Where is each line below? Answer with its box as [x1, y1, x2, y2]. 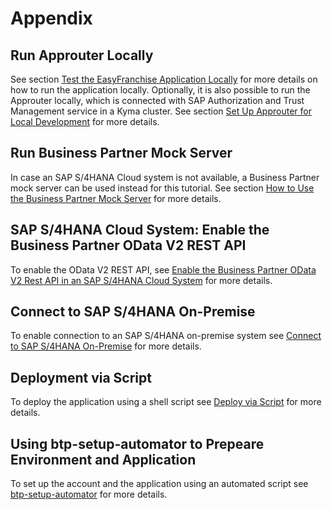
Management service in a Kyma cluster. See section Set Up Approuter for [10, 105, 312, 117]
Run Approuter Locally [10, 47, 154, 64]
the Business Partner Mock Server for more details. [10, 192, 222, 204]
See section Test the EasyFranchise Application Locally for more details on [10, 73, 318, 85]
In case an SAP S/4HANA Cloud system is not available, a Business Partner [10, 171, 320, 183]
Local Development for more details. [10, 116, 160, 127]
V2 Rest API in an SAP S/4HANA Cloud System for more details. [10, 274, 273, 286]
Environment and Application [10, 451, 197, 468]
